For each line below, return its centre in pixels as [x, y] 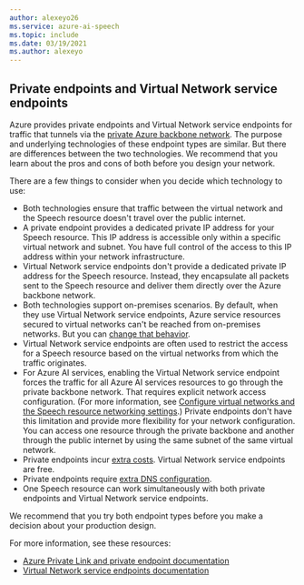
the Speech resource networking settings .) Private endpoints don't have [157, 411]
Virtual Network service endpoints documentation [116, 570]
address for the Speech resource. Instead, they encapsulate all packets [156, 276]
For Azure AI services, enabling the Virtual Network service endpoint [151, 372]
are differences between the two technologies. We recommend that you [144, 153]
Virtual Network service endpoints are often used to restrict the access [155, 343]
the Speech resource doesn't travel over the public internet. [134, 217]
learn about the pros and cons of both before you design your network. [142, 163]
